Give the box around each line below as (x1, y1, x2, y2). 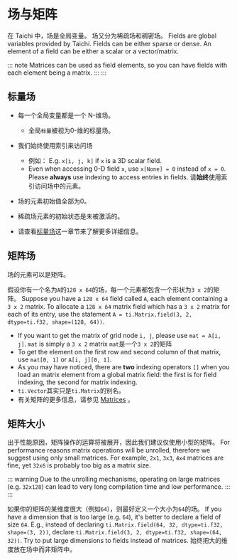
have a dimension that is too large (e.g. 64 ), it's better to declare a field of (7, 513, 221, 522)
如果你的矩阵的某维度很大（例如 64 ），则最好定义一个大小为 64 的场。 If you (7, 504, 222, 513)
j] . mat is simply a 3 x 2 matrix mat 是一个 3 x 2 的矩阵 (17, 339, 172, 348)
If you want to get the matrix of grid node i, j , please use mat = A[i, (17, 331, 221, 339)
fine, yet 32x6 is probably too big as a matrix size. (7, 461, 151, 470)
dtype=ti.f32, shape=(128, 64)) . (7, 317, 105, 326)
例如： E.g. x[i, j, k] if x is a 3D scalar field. (28, 156, 162, 164)
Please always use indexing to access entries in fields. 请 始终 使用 (28, 172, 221, 181)
